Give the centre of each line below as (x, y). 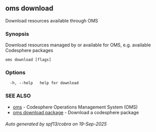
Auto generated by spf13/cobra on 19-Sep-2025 (56, 124)
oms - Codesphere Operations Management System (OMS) (75, 107)
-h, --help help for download (44, 83)
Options (15, 72)
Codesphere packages (29, 50)
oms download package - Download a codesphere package (76, 112)
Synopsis (17, 34)
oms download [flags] (28, 60)
